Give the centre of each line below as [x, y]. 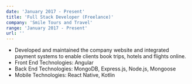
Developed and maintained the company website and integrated [92, 50]
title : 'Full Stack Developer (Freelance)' [60, 17]
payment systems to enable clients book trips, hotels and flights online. [100, 56]
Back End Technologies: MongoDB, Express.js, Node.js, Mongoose [95, 69]
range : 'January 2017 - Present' [47, 28]
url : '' [16, 33]
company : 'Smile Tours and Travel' [49, 22]
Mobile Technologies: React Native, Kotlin [65, 75]
